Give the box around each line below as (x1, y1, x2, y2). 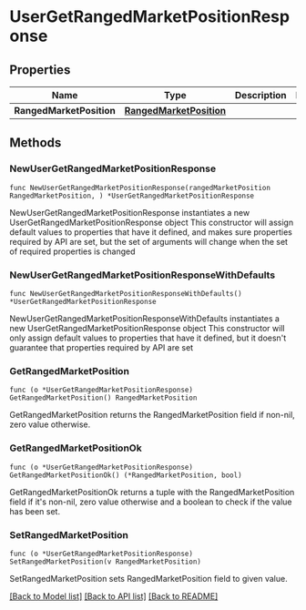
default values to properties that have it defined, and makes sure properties (9, 226, 293, 238)
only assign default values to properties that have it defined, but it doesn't (9, 332, 287, 343)
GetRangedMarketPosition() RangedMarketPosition (9, 393, 198, 402)
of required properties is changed (9, 246, 136, 257)
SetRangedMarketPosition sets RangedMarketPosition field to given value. (9, 573, 289, 584)
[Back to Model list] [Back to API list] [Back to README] (9, 590, 219, 602)
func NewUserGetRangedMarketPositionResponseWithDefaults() (9, 289, 243, 298)
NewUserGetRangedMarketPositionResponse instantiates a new (9, 207, 250, 218)
